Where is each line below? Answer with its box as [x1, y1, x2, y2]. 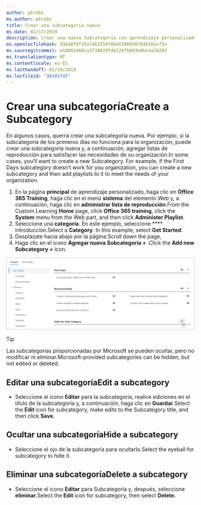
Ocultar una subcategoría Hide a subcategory [6, 429, 178, 440]
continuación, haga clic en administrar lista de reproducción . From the [14, 201, 190, 208]
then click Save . [14, 413, 55, 420]
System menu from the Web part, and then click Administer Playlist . [14, 214, 185, 221]
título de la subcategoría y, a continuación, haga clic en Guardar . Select [14, 399, 190, 407]
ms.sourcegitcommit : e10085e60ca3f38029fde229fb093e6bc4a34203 [6, 48, 167, 54]
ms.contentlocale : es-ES [6, 60, 68, 66]
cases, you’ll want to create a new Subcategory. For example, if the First [6, 158, 184, 165]
